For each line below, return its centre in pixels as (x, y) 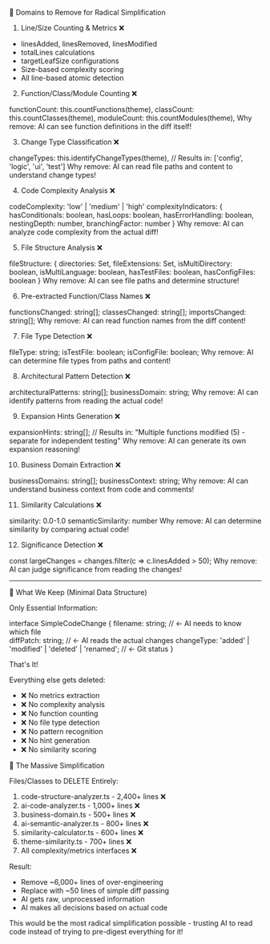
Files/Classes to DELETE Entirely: (64, 781)
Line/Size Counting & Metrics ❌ (73, 28)
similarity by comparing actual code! (69, 529)
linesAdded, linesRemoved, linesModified (89, 44)
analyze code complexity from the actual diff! (84, 232)
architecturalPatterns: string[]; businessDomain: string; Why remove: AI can (134, 392)
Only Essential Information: (54, 608)
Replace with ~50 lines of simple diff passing (95, 890)
